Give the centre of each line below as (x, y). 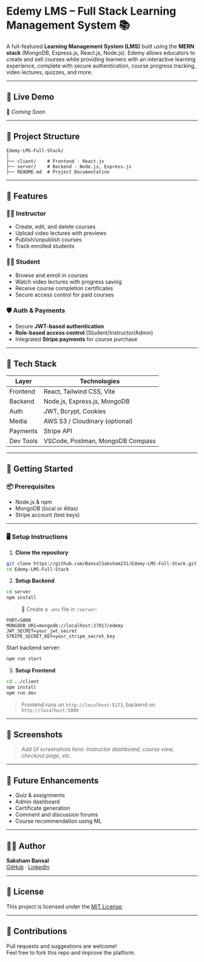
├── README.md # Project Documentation (58, 172)
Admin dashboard (37, 802)
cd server (19, 592)
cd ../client (23, 682)
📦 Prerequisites (31, 486)
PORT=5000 (19, 621)
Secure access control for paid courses (64, 295)
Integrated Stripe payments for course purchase (76, 339)
